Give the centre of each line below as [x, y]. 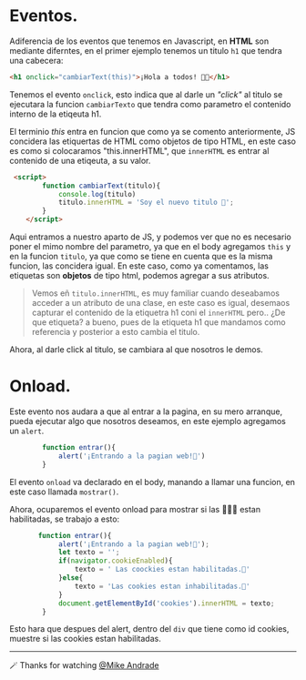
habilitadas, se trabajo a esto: [65, 519]
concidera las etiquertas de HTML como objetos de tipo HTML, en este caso [153, 141]
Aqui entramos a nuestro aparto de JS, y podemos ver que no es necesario [150, 237]
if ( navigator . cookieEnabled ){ [115, 561]
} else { [71, 578]
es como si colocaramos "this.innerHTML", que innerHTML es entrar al [139, 150]
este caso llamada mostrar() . [64, 492]
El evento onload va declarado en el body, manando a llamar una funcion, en [153, 482]
